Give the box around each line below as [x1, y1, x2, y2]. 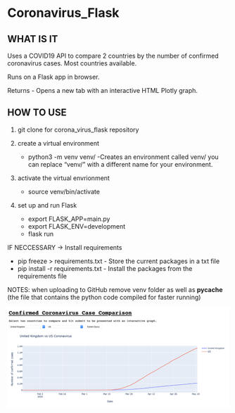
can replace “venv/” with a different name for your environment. [27, 160, 213, 168]
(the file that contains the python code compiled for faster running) [7, 293, 201, 301]
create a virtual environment [17, 139, 100, 147]
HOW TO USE [7, 107, 67, 119]
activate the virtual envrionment [17, 174, 110, 182]
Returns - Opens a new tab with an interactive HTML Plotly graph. [7, 87, 198, 94]
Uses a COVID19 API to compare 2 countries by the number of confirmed [7, 51, 220, 60]
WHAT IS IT [7, 33, 58, 45]
